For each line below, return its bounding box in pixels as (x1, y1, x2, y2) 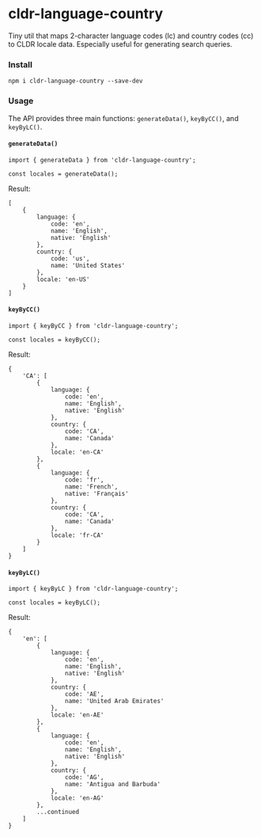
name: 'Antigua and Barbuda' (64, 781, 161, 789)
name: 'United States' (50, 261, 126, 269)
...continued (36, 808, 80, 816)
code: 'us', (50, 254, 90, 262)
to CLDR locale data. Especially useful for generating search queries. (8, 39, 233, 48)
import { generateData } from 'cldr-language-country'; (8, 156, 196, 164)
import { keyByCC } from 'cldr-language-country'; (8, 321, 179, 329)
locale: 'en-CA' (50, 448, 104, 456)
